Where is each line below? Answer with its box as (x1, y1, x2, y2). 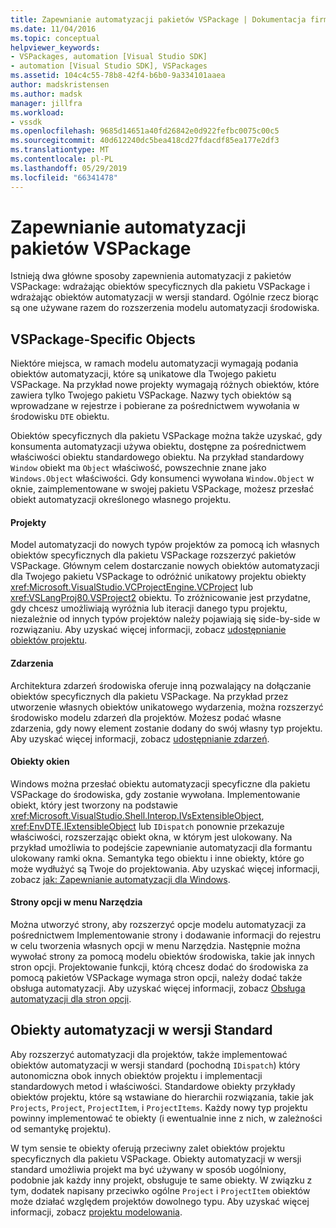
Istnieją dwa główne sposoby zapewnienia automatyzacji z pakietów (10, 270, 292, 282)
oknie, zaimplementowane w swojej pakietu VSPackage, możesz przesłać (10, 483, 315, 495)
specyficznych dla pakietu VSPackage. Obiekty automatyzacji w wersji (10, 1152, 302, 1165)
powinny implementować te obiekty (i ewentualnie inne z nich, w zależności (10, 1112, 323, 1124)
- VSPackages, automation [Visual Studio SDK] (10, 52, 208, 62)
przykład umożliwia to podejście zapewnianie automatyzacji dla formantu (10, 841, 313, 853)
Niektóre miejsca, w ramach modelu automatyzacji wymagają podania (10, 357, 299, 370)
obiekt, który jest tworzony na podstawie (10, 799, 178, 811)
